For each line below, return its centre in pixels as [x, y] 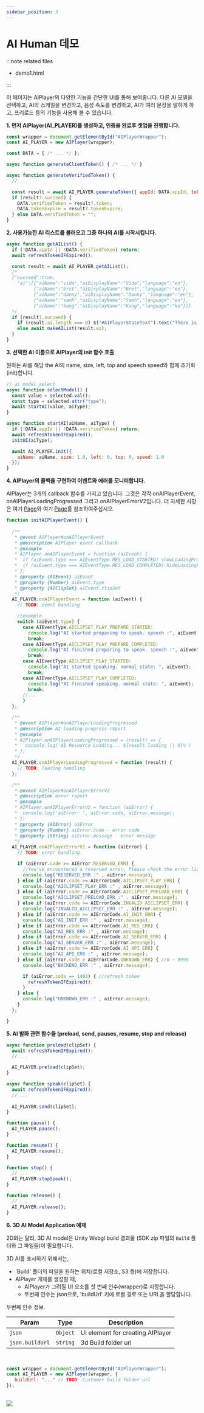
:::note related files [30, 61]
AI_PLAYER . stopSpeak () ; [42, 1179]
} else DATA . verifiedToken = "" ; [54, 215]
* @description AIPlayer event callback [66, 543]
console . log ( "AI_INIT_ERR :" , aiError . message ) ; [86, 920]
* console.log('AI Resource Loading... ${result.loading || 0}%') [103, 746]
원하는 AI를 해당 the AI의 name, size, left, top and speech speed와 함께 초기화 [101, 365]
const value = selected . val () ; [51, 396]
